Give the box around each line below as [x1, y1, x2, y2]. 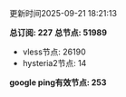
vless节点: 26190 [22, 46, 86, 57]
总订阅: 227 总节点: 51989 [9, 27, 107, 38]
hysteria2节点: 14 [22, 58, 87, 68]
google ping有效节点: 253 [9, 77, 107, 88]
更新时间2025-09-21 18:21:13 [9, 8, 118, 18]
